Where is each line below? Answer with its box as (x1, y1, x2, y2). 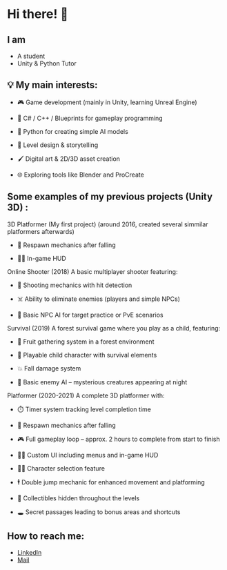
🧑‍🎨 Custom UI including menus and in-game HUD (17, 451, 159, 459)
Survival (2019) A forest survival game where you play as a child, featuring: (7, 324, 221, 332)
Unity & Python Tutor (17, 59, 77, 68)
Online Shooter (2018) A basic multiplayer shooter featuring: (7, 267, 178, 275)
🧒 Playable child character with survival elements (17, 351, 157, 359)
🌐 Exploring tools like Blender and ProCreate (17, 170, 145, 179)
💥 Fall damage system (17, 364, 81, 372)
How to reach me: (7, 531, 85, 542)
